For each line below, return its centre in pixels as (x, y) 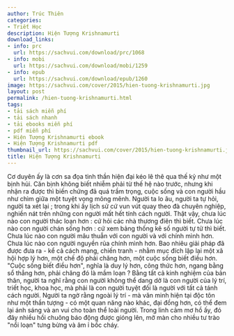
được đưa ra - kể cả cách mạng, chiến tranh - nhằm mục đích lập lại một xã (115, 250)
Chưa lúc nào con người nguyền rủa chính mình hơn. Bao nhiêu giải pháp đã (116, 243)
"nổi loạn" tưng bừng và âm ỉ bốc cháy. (63, 325)
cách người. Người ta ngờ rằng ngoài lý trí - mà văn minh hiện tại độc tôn (111, 295)
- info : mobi (26, 59)
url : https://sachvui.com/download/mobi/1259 (81, 66)
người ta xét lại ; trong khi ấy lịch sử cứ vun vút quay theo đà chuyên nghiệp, (117, 206)
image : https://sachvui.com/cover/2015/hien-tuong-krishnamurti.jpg (109, 85)
